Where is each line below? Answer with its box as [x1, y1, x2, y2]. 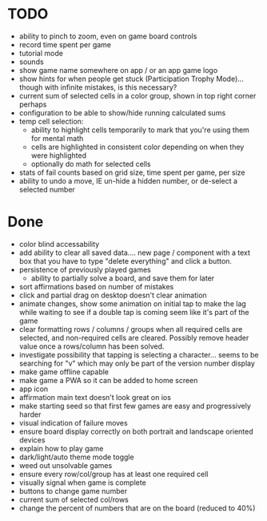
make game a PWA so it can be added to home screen [18, 375, 198, 385]
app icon [18, 384, 49, 394]
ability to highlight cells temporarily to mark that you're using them [30, 125, 249, 135]
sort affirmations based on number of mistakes [18, 281, 174, 291]
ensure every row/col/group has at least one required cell [18, 469, 209, 479]
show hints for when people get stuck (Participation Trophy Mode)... [18, 74, 245, 83]
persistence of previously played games [18, 265, 151, 274]
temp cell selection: [18, 116, 84, 126]
